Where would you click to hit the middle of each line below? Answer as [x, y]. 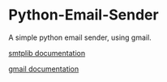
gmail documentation [44, 69]
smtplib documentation [47, 53]
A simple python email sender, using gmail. [80, 37]
